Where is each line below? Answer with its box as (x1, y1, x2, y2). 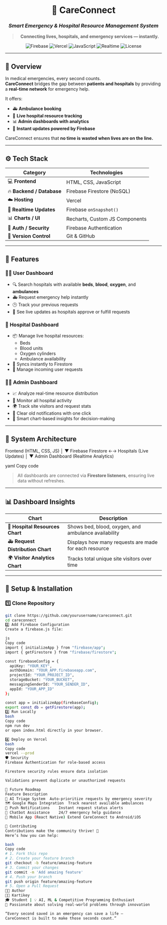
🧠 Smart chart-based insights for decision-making (12, 416, 115, 422)
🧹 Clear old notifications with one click (12, 410, 91, 416)
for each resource (67, 545, 109, 552)
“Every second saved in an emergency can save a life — (5, 911, 123, 916)
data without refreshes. (17, 478, 66, 484)
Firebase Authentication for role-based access (5, 760, 106, 765)
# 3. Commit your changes (5, 865, 59, 870)
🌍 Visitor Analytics (7, 555, 55, 562)
